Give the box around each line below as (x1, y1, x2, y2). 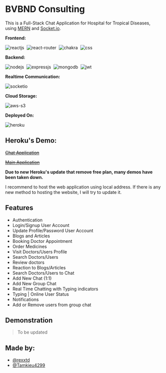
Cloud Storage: (5, 93, 37, 99)
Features (5, 203, 33, 212)
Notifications (12, 296, 39, 302)
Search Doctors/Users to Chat (12, 270, 75, 276)
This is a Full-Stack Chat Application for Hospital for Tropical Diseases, (5, 20, 151, 26)
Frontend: (5, 35, 26, 41)
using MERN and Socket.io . (5, 25, 61, 31)
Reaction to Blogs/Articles (12, 264, 66, 270)
